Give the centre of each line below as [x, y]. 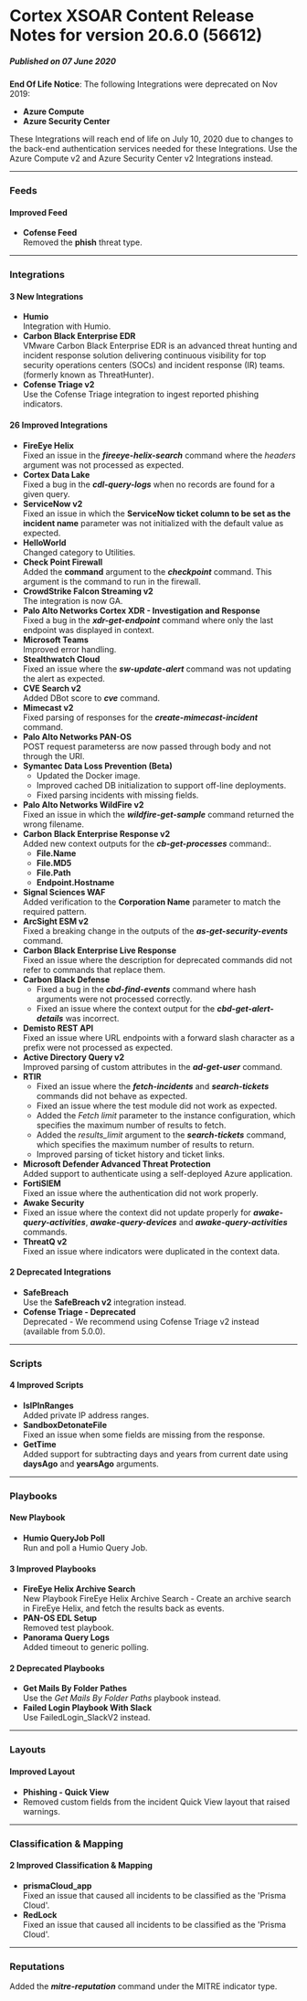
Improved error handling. [69, 649]
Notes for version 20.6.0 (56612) [136, 35]
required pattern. [54, 911]
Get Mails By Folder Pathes [75, 1689]
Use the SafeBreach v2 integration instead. [105, 1302]
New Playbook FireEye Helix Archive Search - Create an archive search [157, 1599]
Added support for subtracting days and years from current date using [155, 1454]
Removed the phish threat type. [83, 242]
